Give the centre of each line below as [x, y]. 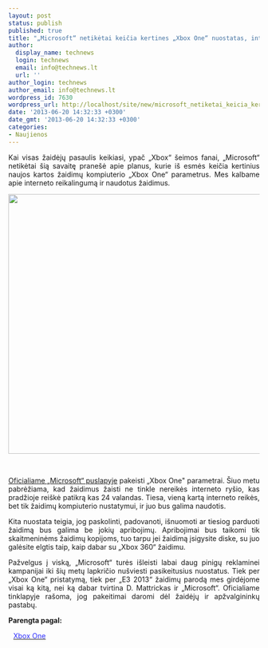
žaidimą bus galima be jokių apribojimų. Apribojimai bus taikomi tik [134, 530]
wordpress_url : [33, 105]
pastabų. [23, 605]
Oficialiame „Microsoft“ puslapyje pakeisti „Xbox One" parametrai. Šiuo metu [134, 480]
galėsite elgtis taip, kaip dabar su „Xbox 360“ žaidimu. [97, 547]
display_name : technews [55, 53]
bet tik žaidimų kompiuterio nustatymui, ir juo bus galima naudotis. [117, 506]
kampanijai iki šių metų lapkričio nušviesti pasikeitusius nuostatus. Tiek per [134, 570]
